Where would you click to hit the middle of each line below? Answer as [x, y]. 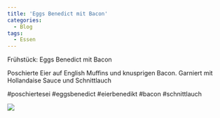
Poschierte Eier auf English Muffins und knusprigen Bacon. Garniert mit [110, 73]
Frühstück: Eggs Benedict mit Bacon [60, 59]
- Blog [23, 27]
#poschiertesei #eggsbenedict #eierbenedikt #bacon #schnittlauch [104, 94]
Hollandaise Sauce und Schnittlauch [60, 80]
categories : [25, 20]
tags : [15, 33]
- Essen [25, 40]
